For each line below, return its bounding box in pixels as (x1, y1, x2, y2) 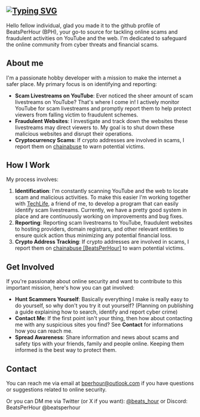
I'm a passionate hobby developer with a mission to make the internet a (6, 74, 181, 81)
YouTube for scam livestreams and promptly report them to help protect (14, 105, 192, 112)
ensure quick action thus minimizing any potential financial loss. (14, 232, 172, 239)
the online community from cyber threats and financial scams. (6, 41, 159, 48)
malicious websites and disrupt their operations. (14, 130, 133, 137)
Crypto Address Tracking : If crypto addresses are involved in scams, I (14, 238, 189, 246)
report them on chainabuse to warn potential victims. (14, 143, 145, 150)
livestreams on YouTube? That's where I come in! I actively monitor (14, 98, 180, 105)
